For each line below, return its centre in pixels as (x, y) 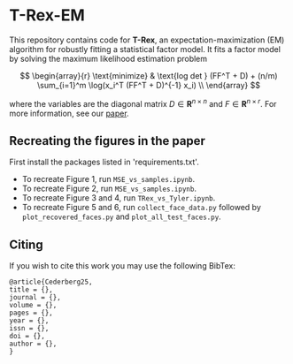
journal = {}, (35, 298)
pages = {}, (31, 313)
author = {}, (33, 344)
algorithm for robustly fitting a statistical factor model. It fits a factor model (145, 49)
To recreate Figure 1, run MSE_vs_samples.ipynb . (108, 179)
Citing (26, 244)
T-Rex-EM (47, 15)
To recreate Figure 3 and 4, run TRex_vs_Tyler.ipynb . (119, 198)
